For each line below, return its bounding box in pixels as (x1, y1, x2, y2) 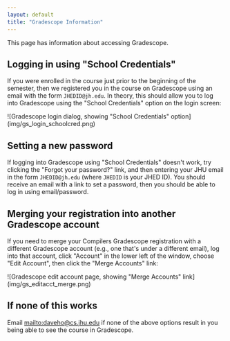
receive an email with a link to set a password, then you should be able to (7, 180, 215, 189)
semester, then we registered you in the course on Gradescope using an (7, 84, 213, 93)
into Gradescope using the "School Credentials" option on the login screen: (7, 99, 222, 107)
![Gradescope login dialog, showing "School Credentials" (7, 112, 169, 121)
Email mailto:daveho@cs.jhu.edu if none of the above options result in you (7, 318, 218, 326)
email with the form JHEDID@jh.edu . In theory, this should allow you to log (7, 91, 213, 100)
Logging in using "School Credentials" (7, 58, 176, 70)
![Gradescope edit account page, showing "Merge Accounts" (7, 272, 182, 281)
